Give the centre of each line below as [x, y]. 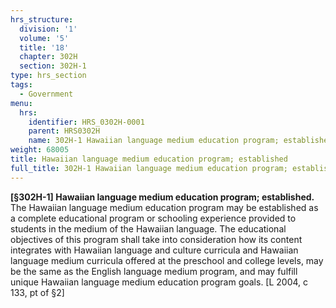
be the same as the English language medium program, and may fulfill [154, 271]
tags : [21, 85]
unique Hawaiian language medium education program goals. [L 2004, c [159, 282]
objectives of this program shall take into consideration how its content [156, 239]
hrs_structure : [42, 19]
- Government [46, 94]
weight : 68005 [40, 150]
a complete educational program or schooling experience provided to [153, 218]
